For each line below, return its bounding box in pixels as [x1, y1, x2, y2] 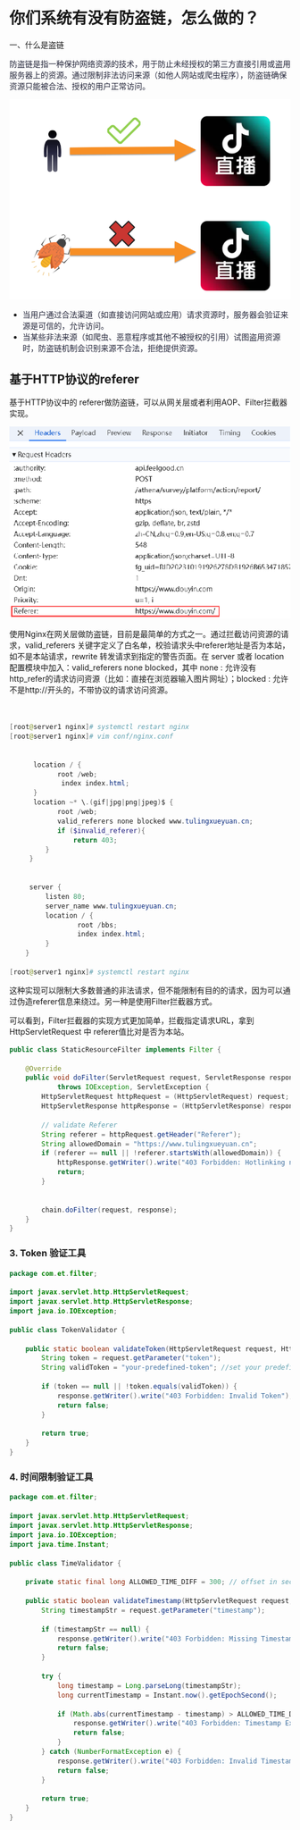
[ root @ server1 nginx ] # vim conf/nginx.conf [9, 732, 174, 742]
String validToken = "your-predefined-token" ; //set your [41, 1364, 262, 1372]
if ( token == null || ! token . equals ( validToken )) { [41, 1382, 238, 1391]
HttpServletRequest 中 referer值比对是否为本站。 [9, 1026, 189, 1037]
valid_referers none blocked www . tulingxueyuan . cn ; [56, 817, 254, 826]
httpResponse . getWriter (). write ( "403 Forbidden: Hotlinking [56, 1158, 286, 1167]
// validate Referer [41, 1121, 118, 1129]
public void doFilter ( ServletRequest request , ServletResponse [25, 1073, 266, 1082]
